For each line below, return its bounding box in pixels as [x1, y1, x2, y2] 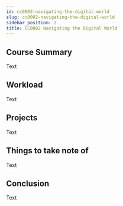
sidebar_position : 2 [6, 20, 57, 25]
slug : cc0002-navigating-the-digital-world [6, 14, 115, 20]
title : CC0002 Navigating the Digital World [6, 25, 118, 31]
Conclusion [6, 178, 50, 188]
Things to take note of [6, 146, 89, 156]
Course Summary [6, 47, 73, 57]
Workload [6, 80, 43, 90]
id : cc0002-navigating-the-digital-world [6, 8, 110, 15]
